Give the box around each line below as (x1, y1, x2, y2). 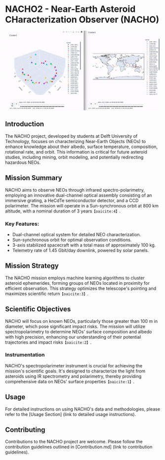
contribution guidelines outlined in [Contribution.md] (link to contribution (5, 444, 153, 450)
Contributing (5, 426, 45, 434)
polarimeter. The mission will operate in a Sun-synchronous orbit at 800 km (5, 203, 159, 208)
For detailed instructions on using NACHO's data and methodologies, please (5, 406, 161, 412)
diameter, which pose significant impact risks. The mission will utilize (5, 323, 146, 329)
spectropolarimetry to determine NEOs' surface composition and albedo (5, 328, 152, 335)
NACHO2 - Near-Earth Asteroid (5, 3, 136, 15)
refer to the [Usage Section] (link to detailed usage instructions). (5, 411, 136, 417)
